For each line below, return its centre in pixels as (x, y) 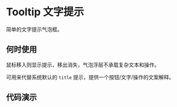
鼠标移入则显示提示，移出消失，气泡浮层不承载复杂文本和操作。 (83, 64)
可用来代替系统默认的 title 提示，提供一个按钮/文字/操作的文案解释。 (90, 77)
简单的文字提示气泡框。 (34, 29)
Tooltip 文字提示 (45, 12)
